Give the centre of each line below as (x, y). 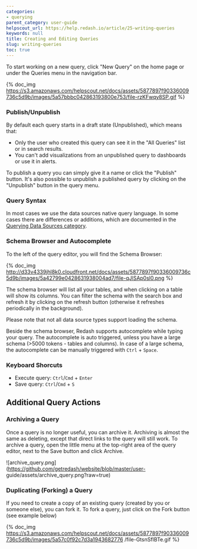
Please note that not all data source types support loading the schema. (92, 319)
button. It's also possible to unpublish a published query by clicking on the (96, 179)
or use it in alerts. (36, 161)
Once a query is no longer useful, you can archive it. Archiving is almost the (98, 432)
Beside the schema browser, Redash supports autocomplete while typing (95, 331)
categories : (21, 11)
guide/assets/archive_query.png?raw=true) (58, 475)
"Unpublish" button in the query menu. (53, 186)
